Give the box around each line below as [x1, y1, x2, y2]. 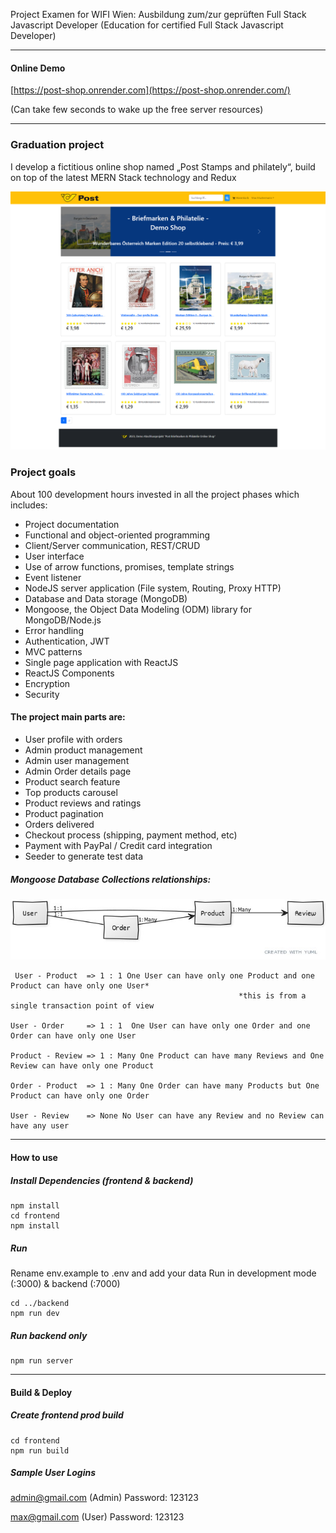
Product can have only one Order [10, 1091, 150, 1101]
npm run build [10, 1445, 70, 1456]
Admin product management [24, 744, 143, 756]
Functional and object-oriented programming [24, 529, 211, 541]
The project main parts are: [10, 711, 126, 723]
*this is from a [238, 991, 307, 1001]
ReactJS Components [24, 667, 115, 679]
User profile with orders [24, 733, 123, 745]
